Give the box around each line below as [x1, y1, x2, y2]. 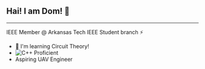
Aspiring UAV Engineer [15, 56, 73, 63]
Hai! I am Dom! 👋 [6, 6, 70, 16]
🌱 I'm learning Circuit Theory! [15, 42, 90, 49]
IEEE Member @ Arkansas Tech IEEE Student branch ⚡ [6, 28, 143, 35]
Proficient [34, 49, 59, 56]
